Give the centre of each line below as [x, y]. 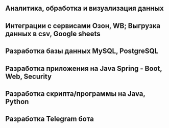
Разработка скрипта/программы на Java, [75, 94]
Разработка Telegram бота [50, 119]
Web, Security [29, 76]
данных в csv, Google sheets [53, 33]
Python [17, 101]
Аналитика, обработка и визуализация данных [85, 8]
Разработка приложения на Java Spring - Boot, [84, 68]
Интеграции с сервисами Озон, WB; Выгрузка [83, 26]
